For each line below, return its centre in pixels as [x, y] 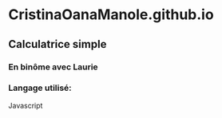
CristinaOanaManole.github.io [111, 15]
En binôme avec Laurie [53, 67]
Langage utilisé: [40, 88]
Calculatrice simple [57, 44]
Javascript [26, 105]
